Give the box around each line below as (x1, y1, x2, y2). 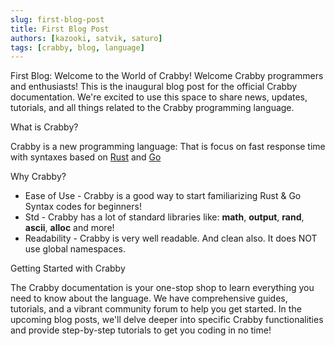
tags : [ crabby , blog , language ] (10, 42, 145, 53)
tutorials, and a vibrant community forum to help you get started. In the (10, 303, 302, 315)
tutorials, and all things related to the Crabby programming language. (10, 102, 295, 114)
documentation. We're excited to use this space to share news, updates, (10, 91, 308, 103)
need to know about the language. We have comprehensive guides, (10, 292, 288, 305)
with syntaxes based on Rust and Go (10, 151, 162, 163)
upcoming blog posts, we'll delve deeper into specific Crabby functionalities (10, 314, 324, 326)
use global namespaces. (24, 243, 126, 255)
